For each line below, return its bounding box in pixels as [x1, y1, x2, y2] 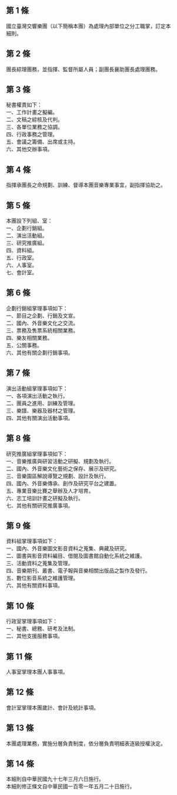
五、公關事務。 [6, 342, 42, 349]
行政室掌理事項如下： [6, 618, 58, 625]
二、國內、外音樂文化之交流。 [6, 319, 78, 326]
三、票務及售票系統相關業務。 [6, 327, 78, 334]
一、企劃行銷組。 [6, 225, 48, 232]
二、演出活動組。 [6, 232, 48, 239]
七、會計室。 [6, 269, 37, 276]
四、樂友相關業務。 [6, 334, 53, 341]
